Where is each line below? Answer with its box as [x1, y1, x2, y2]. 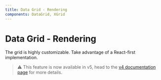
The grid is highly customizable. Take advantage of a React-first [5, 49, 136, 55]
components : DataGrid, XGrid [5, 12, 65, 17]
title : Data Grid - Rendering [5, 7, 68, 12]
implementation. [5, 55, 38, 61]
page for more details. [17, 70, 63, 76]
